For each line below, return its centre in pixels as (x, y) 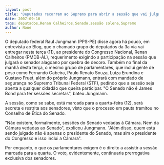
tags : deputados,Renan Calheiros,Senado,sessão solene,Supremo (71, 23)
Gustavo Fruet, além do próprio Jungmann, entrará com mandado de (74, 78)
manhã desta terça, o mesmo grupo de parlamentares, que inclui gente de (80, 68)
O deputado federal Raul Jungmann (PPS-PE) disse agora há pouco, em (77, 41)
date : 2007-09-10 (23, 19)
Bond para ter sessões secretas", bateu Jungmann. (57, 94)
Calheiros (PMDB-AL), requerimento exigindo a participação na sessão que (81, 57)
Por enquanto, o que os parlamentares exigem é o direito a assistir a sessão (81, 148)
